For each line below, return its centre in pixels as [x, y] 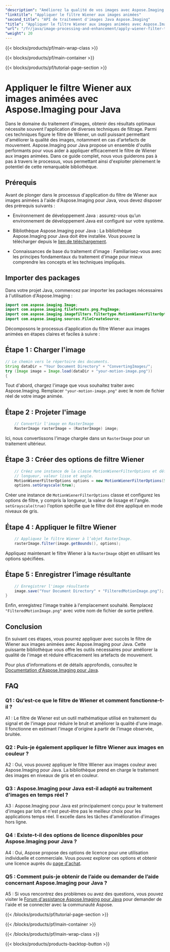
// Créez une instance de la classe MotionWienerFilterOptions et [86, 471]
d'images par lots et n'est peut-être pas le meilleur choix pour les [73, 811]
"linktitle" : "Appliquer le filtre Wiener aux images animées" [73, 15]
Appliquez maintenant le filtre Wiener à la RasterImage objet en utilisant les [83, 553]
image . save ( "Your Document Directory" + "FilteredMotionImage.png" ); [89, 591]
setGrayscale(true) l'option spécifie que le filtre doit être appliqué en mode [84, 506]
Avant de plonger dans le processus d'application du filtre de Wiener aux [81, 195]
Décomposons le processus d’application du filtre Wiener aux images [78, 329]
